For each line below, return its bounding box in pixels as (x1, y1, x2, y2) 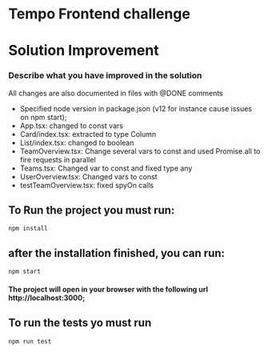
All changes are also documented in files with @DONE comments (8, 88, 224, 98)
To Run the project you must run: (8, 203, 175, 217)
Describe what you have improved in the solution (8, 70, 202, 81)
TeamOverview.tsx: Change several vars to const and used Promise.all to (19, 146, 261, 156)
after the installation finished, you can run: (8, 246, 226, 260)
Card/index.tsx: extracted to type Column (19, 129, 157, 138)
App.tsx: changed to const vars (19, 121, 124, 130)
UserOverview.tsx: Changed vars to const (19, 171, 158, 181)
